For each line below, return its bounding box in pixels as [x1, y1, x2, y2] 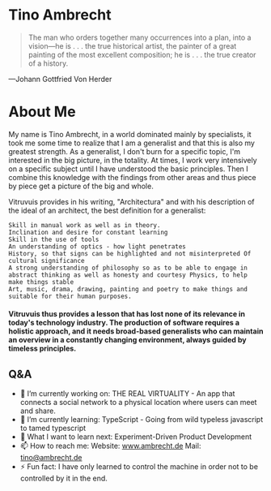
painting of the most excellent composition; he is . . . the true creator [28, 50, 256, 59]
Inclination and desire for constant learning [8, 228, 168, 236]
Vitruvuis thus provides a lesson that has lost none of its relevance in [8, 309, 245, 319]
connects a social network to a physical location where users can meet [19, 398, 257, 407]
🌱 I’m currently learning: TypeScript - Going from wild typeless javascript [19, 415, 264, 424]
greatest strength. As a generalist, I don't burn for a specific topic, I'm [8, 146, 241, 156]
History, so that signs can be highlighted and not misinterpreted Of [8, 249, 252, 257]
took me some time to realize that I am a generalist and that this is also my [8, 138, 255, 148]
